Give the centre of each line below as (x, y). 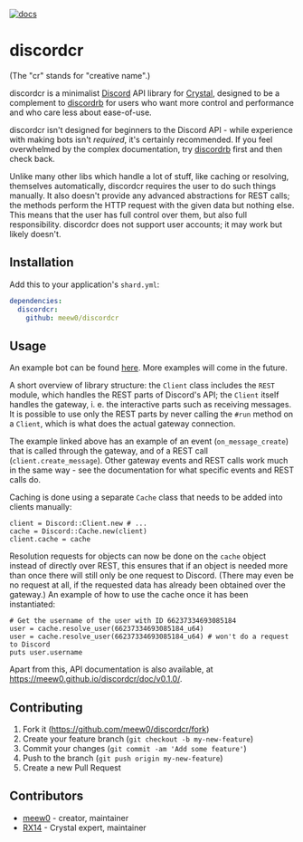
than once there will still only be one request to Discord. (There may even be (151, 576)
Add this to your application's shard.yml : (85, 284)
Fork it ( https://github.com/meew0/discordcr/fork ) (116, 729)
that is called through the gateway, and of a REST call (109, 451)
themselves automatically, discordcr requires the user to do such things (143, 186)
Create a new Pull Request (72, 768)
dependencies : (36, 301)
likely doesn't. (35, 234)
